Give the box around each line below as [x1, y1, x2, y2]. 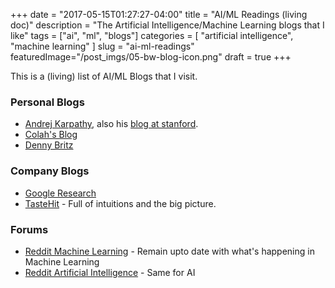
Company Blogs [10, 164, 90, 178]
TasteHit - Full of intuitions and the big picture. [24, 197, 217, 209]
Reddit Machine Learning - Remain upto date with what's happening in [24, 245, 315, 257]
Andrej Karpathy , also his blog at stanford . [24, 118, 199, 130]
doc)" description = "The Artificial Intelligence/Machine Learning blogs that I [10, 19, 325, 31]
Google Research [24, 187, 97, 199]
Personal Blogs [10, 95, 85, 109]
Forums [10, 222, 49, 236]
